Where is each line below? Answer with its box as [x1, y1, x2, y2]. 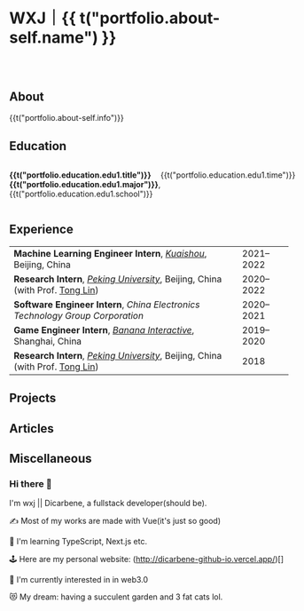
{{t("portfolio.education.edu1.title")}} [9, 170, 152, 180]
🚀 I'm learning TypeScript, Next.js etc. [9, 536, 148, 547]
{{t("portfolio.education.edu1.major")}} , [9, 179, 161, 189]
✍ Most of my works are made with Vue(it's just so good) [9, 516, 222, 527]
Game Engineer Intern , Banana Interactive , [13, 323, 195, 336]
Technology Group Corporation [13, 309, 144, 321]
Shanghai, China [13, 335, 82, 347]
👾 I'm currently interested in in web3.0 [9, 575, 149, 585]
